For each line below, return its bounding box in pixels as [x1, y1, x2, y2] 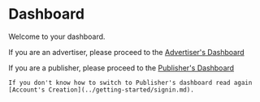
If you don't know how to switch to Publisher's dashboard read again [8, 79, 253, 87]
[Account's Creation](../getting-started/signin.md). [8, 86, 195, 94]
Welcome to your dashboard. [8, 32, 106, 41]
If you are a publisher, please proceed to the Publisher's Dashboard [8, 62, 234, 73]
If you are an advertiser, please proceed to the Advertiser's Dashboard [8, 47, 245, 57]
